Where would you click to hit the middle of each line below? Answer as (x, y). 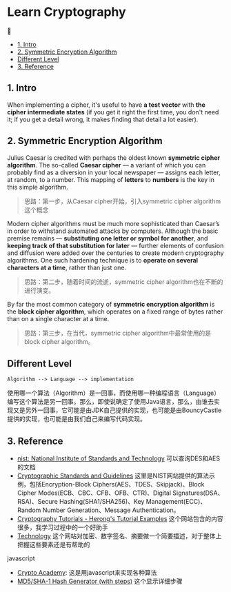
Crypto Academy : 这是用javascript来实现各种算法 (87, 573)
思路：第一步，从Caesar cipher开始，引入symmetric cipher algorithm (122, 201)
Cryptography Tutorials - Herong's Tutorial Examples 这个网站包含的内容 (120, 519)
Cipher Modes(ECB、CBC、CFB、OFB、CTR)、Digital (94, 493)
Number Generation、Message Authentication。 (111, 510)
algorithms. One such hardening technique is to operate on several (103, 260)
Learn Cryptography (67, 12)
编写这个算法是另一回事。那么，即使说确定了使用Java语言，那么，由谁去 (111, 402)
